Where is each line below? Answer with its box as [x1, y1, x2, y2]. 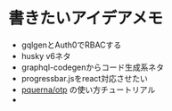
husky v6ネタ [20, 50, 71, 61]
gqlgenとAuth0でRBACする [20, 39, 122, 50]
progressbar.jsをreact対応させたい [20, 73, 148, 83]
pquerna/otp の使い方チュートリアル [20, 84, 156, 95]
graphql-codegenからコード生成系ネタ [20, 62, 164, 73]
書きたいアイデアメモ [8, 8, 164, 29]
